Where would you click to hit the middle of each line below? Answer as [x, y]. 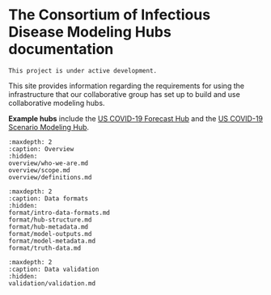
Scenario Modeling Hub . [49, 127]
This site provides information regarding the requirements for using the [127, 86]
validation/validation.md [52, 283]
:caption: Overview [41, 149]
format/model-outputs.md [50, 234]
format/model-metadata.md [52, 241]
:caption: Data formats [49, 198]
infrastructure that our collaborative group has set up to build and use [124, 94]
